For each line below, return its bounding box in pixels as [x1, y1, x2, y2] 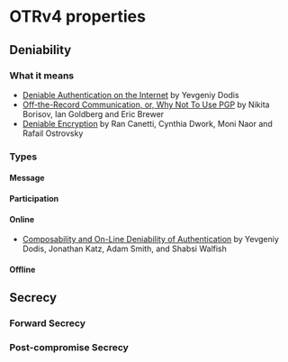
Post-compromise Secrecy [9, 341, 129, 354]
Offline [9, 264, 36, 275]
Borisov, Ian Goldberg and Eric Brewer [22, 108, 165, 119]
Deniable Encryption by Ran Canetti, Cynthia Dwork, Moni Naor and [22, 118, 273, 129]
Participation [9, 193, 59, 204]
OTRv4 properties [9, 6, 147, 27]
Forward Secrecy [9, 317, 86, 330]
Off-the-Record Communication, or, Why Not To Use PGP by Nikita [22, 99, 270, 110]
